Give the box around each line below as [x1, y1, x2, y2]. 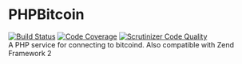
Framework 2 [8, 48, 52, 58]
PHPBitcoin [8, 6, 85, 24]
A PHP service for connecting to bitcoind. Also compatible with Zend [8, 40, 234, 49]
